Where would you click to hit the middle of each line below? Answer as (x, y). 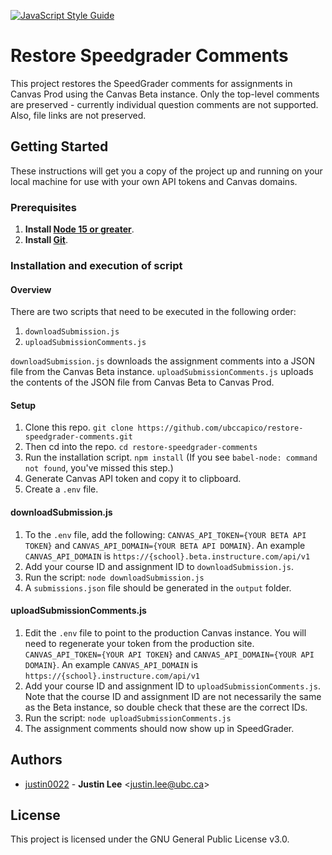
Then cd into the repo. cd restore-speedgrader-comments (141, 447)
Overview (31, 289)
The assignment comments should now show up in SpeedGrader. (159, 728)
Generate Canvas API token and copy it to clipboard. (133, 479)
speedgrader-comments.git (78, 437)
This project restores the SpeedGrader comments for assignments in (151, 83)
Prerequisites (43, 207)
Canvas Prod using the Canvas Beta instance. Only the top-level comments (165, 94)
